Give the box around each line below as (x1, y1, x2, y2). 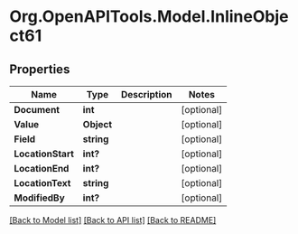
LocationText (14, 177, 71, 189)
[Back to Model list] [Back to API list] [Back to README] (9, 215, 217, 225)
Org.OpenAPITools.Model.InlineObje (9, 6, 289, 27)
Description (120, 89, 173, 100)
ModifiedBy (14, 192, 65, 204)
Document (14, 104, 61, 116)
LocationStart (14, 147, 75, 160)
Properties (9, 61, 70, 77)
